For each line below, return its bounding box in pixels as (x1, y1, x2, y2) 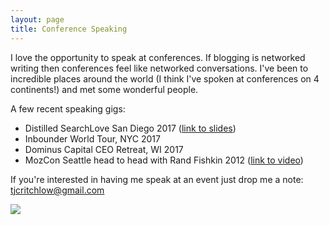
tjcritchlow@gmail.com (10, 184, 105, 196)
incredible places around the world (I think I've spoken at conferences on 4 (10, 72, 320, 85)
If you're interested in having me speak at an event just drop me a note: (10, 173, 304, 185)
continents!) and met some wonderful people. (10, 83, 199, 95)
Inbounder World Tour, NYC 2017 (24, 132, 161, 145)
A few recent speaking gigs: (10, 102, 126, 115)
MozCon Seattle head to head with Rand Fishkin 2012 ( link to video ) (24, 154, 304, 166)
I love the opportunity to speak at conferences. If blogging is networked (10, 51, 306, 63)
